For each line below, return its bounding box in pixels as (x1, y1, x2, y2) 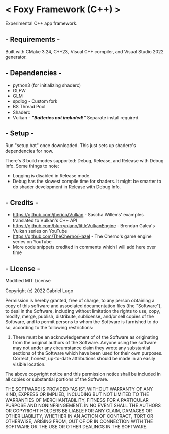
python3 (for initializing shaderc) (12, 82, 81, 88)
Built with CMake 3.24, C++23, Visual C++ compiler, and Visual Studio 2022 (5, 48, 164, 54)
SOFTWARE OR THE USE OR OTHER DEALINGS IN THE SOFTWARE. (5, 424, 148, 429)
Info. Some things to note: (5, 163, 59, 169)
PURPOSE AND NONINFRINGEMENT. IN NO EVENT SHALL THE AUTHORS (5, 402, 161, 408)
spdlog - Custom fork (12, 98, 58, 104)
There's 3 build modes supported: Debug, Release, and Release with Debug (5, 158, 164, 164)
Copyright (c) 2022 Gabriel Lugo (5, 287, 74, 294)
